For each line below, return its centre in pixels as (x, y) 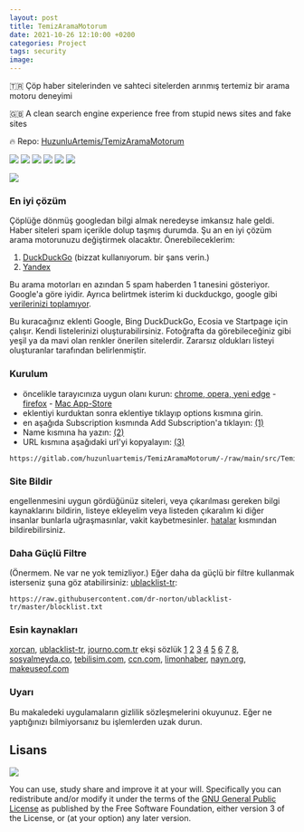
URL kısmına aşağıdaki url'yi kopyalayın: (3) (104, 441)
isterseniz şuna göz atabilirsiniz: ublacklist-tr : (94, 583)
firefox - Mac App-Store (67, 403)
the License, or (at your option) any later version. (100, 817)
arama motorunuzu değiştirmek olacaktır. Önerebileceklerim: (122, 240)
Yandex (37, 267)
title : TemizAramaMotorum (58, 26)
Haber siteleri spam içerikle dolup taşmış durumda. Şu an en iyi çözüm (141, 230)
